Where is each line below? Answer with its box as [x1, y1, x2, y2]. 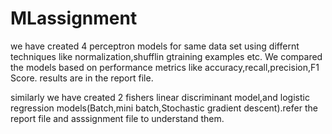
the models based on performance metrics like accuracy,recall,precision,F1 [10, 61, 320, 73]
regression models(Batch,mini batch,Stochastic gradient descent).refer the [10, 102, 318, 114]
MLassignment [10, 7, 138, 30]
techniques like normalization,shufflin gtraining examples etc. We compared [10, 50, 323, 62]
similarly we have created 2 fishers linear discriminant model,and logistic [10, 91, 310, 103]
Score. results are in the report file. [10, 72, 154, 84]
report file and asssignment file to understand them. [10, 112, 225, 124]
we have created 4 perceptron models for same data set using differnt [10, 40, 300, 52]
